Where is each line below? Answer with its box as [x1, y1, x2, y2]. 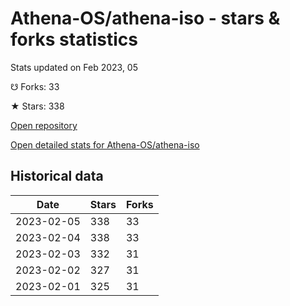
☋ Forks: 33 [10, 80, 60, 92]
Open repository [10, 119, 78, 131]
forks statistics [10, 28, 138, 51]
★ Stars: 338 [10, 100, 65, 112]
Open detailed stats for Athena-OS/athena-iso [10, 138, 200, 151]
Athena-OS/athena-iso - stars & [10, 7, 281, 30]
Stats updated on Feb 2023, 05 [10, 61, 138, 73]
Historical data [10, 168, 104, 185]
